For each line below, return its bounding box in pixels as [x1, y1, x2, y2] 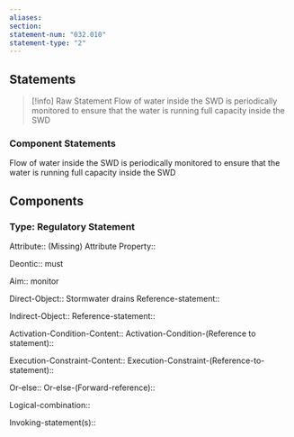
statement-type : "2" [9, 38, 87, 48]
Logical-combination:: [9, 400, 91, 411]
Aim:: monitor [9, 276, 59, 287]
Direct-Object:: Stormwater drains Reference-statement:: [9, 294, 220, 305]
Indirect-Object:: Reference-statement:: [9, 311, 156, 322]
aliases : [9, 13, 42, 23]
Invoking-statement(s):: [9, 417, 96, 428]
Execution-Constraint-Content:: [9, 355, 126, 366]
